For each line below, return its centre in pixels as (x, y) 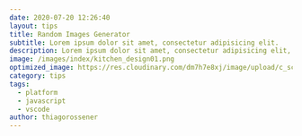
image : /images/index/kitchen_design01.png (92, 59)
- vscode (34, 109)
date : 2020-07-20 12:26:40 (60, 17)
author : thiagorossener (54, 117)
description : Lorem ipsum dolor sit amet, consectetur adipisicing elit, (151, 51)
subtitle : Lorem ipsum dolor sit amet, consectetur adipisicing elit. (144, 42)
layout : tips (34, 26)
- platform (38, 92)
